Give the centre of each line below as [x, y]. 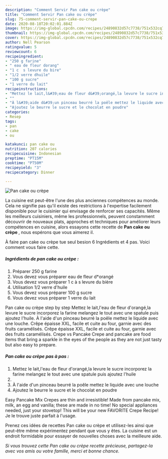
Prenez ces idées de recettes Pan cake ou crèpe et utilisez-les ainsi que [79, 425]
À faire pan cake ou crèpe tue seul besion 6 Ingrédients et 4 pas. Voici [77, 242]
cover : [12, 38]
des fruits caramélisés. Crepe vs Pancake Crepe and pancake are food [78, 334]
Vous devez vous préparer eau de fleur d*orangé [63, 277]
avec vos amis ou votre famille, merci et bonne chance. [62, 451]
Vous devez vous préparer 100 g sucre [52, 292]
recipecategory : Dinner [30, 172]
